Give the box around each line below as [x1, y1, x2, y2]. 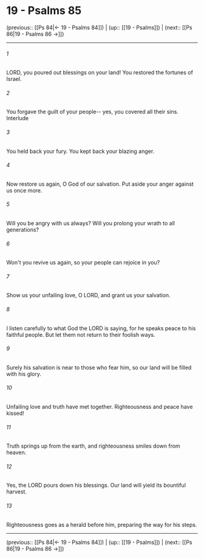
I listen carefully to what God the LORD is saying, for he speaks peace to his [6, 324, 196, 332]
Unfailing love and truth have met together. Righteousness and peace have [6, 403, 193, 410]
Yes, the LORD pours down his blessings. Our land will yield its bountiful [6, 482, 186, 489]
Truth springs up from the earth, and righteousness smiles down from [6, 442, 180, 450]
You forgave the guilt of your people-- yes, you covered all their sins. [6, 108, 179, 116]
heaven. [6, 449, 27, 456]
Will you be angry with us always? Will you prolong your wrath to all [6, 219, 175, 227]
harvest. [6, 488, 27, 495]
